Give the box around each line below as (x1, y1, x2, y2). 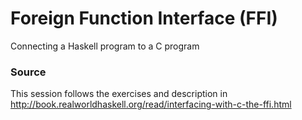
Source (10, 65, 47, 79)
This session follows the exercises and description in (10, 88, 228, 100)
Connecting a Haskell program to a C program (10, 40, 200, 52)
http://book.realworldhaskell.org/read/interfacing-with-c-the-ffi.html (10, 98, 292, 111)
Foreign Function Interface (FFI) (10, 7, 278, 30)
